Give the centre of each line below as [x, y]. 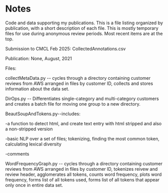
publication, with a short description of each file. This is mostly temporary [82, 28]
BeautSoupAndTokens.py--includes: [43, 114]
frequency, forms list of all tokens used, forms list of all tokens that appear [82, 179]
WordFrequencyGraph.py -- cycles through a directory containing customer [84, 163]
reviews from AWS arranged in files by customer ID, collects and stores [79, 83]
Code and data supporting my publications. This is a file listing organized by [84, 23]
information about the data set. [37, 88]
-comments [17, 154]
